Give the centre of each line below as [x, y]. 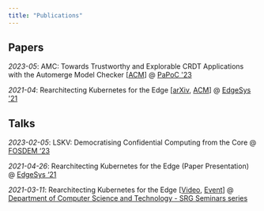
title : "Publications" [45, 15]
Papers [26, 48]
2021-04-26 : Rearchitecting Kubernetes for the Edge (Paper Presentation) [129, 166]
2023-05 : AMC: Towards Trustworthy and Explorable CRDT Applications [126, 66]
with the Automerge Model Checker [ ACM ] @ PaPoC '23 [100, 75]
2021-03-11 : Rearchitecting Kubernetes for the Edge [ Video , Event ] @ [121, 190]
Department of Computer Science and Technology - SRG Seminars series [128, 198]
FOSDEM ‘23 [29, 151]
